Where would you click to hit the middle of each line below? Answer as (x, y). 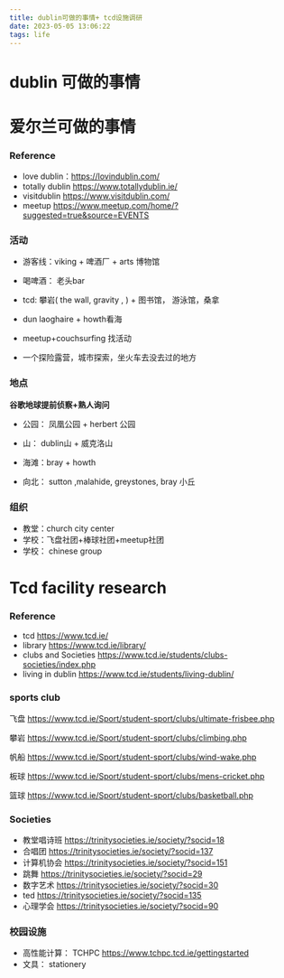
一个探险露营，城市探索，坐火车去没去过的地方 (109, 358)
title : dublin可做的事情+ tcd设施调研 (76, 18)
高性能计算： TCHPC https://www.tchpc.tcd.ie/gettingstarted (136, 953)
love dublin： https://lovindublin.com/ (91, 176)
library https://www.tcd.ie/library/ (84, 646)
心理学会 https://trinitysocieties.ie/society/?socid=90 (120, 906)
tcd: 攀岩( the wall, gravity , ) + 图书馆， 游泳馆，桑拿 (121, 300)
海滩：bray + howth (59, 462)
